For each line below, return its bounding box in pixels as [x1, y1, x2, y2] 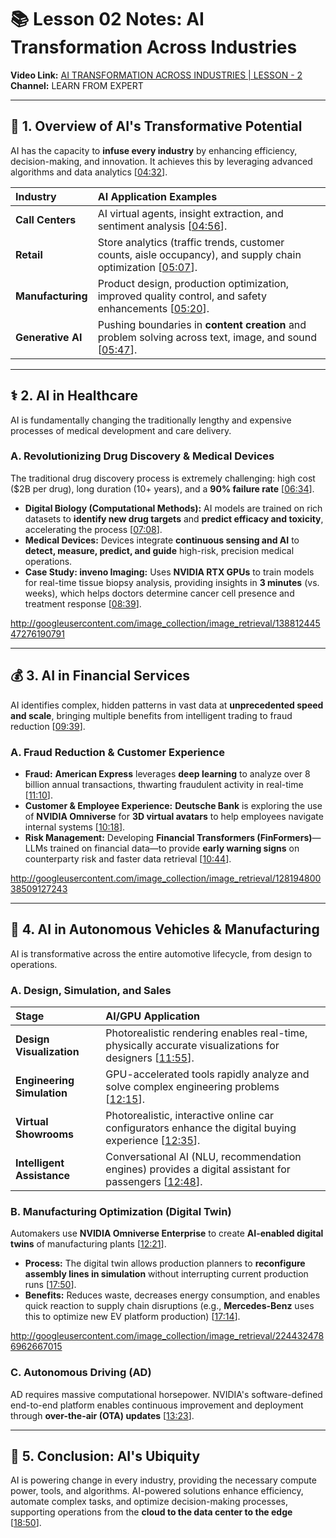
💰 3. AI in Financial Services [10, 667, 191, 685]
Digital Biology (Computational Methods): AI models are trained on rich [24, 502, 323, 514]
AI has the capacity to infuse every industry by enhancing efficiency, [10, 144, 298, 156]
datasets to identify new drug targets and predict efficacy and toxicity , [24, 512, 324, 525]
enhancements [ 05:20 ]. [97, 301, 210, 315]
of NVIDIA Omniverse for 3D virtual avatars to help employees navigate [24, 810, 324, 822]
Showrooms [15, 1127, 74, 1141]
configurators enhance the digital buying [105, 1121, 297, 1135]
